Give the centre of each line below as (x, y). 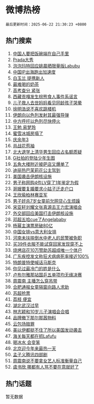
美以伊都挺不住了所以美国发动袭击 (47, 330)
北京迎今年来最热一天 (34, 348)
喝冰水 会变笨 (26, 342)
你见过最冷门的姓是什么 (36, 268)
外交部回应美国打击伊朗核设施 (43, 213)
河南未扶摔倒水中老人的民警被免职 (47, 238)
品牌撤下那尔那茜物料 (34, 317)
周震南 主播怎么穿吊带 (35, 281)
